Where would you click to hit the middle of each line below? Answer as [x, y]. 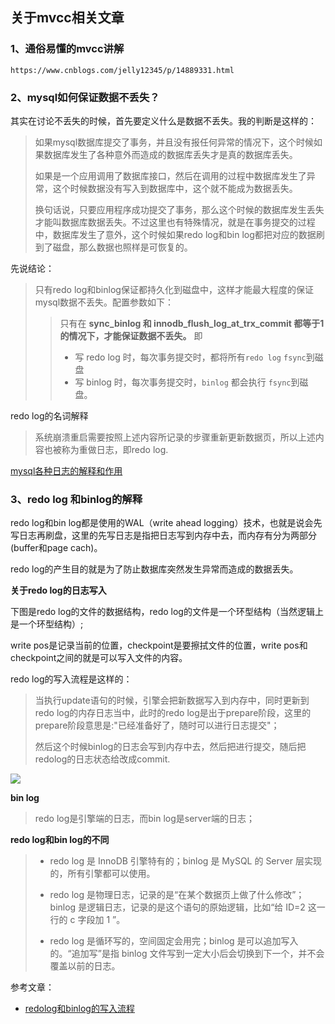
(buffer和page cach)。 [56, 548]
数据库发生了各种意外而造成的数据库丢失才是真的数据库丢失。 [170, 154]
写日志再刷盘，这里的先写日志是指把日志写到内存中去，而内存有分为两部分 [163, 535]
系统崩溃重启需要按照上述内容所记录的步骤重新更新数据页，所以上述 [175, 437]
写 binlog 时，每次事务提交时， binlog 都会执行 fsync [183, 382]
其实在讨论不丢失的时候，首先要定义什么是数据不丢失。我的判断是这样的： [163, 120]
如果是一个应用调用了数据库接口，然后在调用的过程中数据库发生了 [170, 175]
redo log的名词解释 [49, 415]
